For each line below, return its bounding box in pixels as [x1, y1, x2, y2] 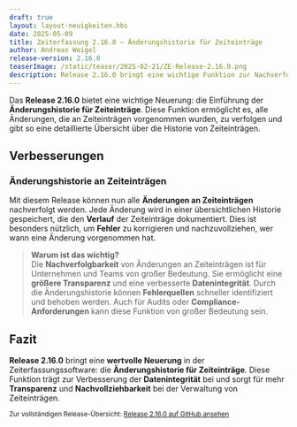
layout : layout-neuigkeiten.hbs [9, 21, 128, 30]
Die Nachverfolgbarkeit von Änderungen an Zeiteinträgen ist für [30, 259, 267, 270]
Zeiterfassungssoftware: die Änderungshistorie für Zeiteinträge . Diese [9, 364, 270, 376]
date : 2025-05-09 [9, 29, 73, 38]
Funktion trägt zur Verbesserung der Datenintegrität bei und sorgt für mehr [9, 374, 285, 385]
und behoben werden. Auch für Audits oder [30, 297, 190, 308]
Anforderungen [30, 306, 90, 316]
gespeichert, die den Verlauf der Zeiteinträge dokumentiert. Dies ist [9, 214, 256, 225]
